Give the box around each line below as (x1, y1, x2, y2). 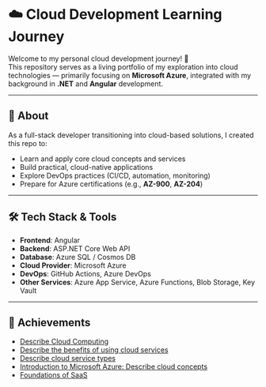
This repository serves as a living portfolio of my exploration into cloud (8, 62, 239, 71)
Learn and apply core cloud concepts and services (19, 154, 186, 163)
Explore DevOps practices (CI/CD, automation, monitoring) (19, 171, 211, 180)
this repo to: (8, 138, 47, 148)
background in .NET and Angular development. (8, 79, 164, 88)
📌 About (8, 109, 49, 122)
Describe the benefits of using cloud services (19, 345, 169, 355)
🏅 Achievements (8, 316, 91, 329)
